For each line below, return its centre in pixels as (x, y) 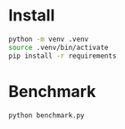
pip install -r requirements (62, 56)
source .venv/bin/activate (58, 47)
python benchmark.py (47, 115)
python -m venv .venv (49, 39)
